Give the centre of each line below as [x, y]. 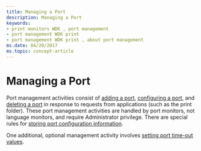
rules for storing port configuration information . [65, 123]
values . [15, 141]
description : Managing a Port [44, 18]
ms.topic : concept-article [40, 51]
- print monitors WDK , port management [58, 29]
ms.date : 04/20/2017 [32, 46]
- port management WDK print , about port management [75, 40]
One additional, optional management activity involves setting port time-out [100, 135]
